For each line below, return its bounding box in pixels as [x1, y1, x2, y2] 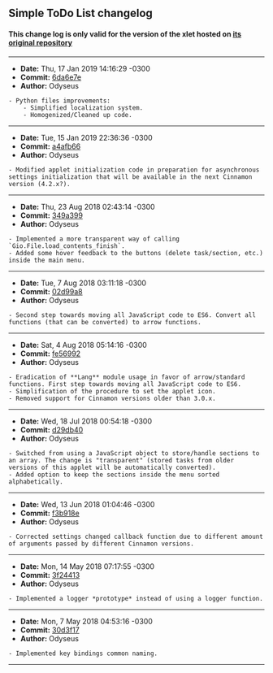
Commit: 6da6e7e [19, 72, 82, 82]
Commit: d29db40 [19, 424, 84, 434]
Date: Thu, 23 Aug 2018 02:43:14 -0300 [19, 202, 156, 211]
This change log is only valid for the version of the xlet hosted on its [8, 28, 242, 39]
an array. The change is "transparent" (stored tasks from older [8, 456, 234, 464]
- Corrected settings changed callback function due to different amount [8, 532, 264, 541]
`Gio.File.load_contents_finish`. [8, 241, 126, 250]
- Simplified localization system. [23, 103, 144, 112]
